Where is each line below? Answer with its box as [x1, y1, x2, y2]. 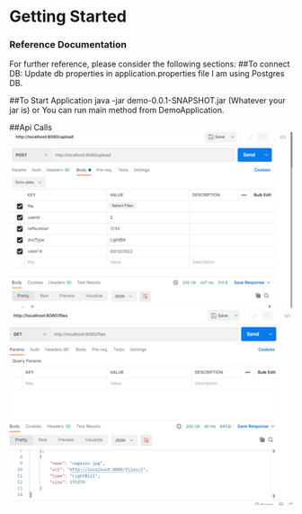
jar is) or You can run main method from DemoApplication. [9, 105, 225, 116]
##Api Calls [9, 122, 52, 133]
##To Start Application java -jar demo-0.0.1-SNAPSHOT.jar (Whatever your [9, 95, 286, 106]
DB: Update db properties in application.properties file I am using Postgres [9, 68, 285, 79]
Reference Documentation [9, 39, 128, 51]
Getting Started [9, 6, 128, 27]
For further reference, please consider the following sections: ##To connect [9, 58, 290, 69]
